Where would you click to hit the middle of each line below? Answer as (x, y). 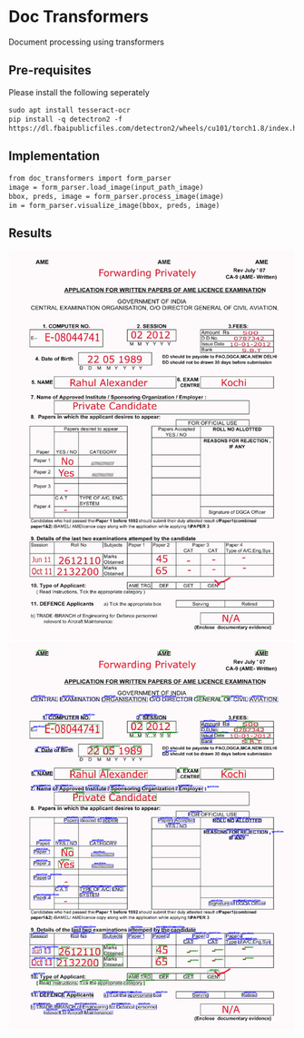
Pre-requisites (50, 70)
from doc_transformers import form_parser (90, 178)
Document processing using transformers (87, 42)
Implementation (54, 156)
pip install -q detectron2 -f (66, 119)
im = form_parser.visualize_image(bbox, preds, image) (114, 205)
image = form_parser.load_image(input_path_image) (106, 187)
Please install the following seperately (79, 92)
